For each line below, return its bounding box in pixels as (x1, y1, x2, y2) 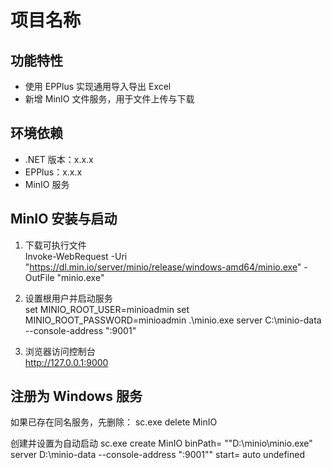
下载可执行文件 (24, 239, 87, 251)
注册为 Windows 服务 (10, 388, 143, 405)
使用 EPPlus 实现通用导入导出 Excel (24, 81, 172, 92)
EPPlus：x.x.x (24, 166, 83, 178)
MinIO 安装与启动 (10, 211, 118, 228)
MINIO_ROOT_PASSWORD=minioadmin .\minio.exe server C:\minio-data (24, 314, 322, 326)
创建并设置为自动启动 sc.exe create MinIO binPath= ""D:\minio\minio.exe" (10, 437, 313, 450)
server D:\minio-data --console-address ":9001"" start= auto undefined (10, 449, 305, 461)
